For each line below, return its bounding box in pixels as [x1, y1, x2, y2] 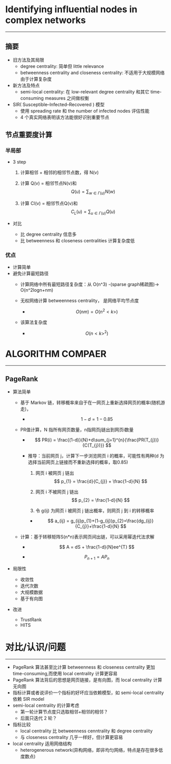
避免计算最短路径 [12, 270, 49, 276]
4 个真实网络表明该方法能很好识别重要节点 [20, 114, 109, 120]
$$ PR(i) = [35, 437, 56, 443]
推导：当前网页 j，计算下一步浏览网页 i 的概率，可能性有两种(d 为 [27, 453, 164, 459]
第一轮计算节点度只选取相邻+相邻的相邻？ [20, 709, 108, 715]
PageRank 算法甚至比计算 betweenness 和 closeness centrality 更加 [12, 664, 155, 670]
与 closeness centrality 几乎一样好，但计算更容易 [20, 734, 123, 741]
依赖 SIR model [12, 696, 45, 702]
